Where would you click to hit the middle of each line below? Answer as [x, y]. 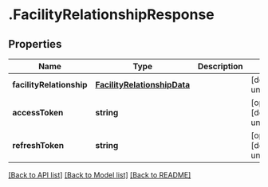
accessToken [38, 113]
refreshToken [38, 145]
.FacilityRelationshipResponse [111, 15]
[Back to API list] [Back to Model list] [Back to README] [100, 175]
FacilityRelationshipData [143, 85]
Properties [35, 44]
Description [221, 66]
